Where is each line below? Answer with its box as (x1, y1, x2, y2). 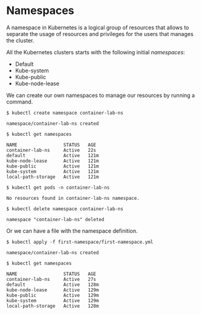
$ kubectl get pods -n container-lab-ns (6, 184, 111, 191)
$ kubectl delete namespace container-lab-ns (6, 205, 123, 212)
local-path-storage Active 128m (6, 303, 99, 309)
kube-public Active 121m (6, 163, 99, 169)
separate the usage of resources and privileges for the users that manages (6, 30, 194, 37)
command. (6, 98, 33, 105)
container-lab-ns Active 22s (6, 147, 97, 153)
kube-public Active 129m (6, 292, 99, 299)
